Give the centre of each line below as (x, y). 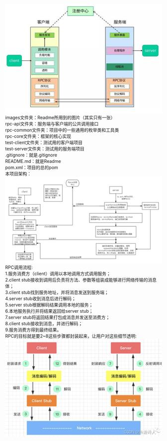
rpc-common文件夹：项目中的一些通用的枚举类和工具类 (62, 130)
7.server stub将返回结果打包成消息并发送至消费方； (58, 317)
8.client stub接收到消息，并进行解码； (44, 324)
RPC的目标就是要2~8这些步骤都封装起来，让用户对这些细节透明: (71, 336)
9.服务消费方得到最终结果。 (33, 330)
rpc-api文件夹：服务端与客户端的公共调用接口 (52, 124)
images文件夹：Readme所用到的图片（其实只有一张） (60, 118)
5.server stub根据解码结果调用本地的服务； (49, 305)
